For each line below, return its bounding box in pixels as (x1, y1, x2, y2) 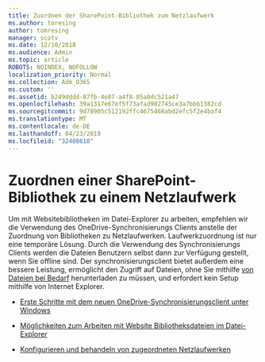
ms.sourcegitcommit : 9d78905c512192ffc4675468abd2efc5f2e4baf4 (8, 108, 222, 116)
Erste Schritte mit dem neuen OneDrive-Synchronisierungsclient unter (19, 297, 249, 306)
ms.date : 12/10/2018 (8, 41, 77, 49)
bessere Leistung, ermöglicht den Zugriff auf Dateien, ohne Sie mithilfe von (8, 265, 254, 275)
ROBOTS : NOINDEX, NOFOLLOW (8, 64, 98, 71)
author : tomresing (8, 26, 69, 34)
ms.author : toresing (8, 19, 77, 27)
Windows (19, 306, 51, 315)
